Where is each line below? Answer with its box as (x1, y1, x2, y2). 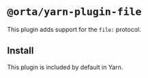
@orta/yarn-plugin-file (7, 5, 142, 18)
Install (7, 45, 34, 56)
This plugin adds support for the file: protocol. (7, 25, 141, 33)
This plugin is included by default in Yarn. (7, 63, 123, 71)
